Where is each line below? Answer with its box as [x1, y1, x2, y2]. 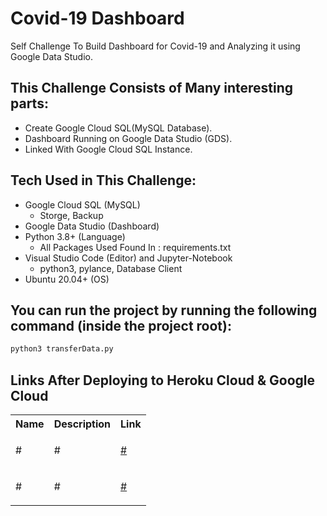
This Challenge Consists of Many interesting [10, 80, 294, 97]
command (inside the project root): [10, 317, 232, 334]
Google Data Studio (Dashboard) [24, 220, 160, 232]
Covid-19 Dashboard [10, 7, 185, 30]
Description [53, 417, 112, 431]
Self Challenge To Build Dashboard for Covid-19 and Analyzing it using [10, 40, 301, 52]
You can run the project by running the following [10, 302, 318, 319]
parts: [10, 95, 49, 112]
